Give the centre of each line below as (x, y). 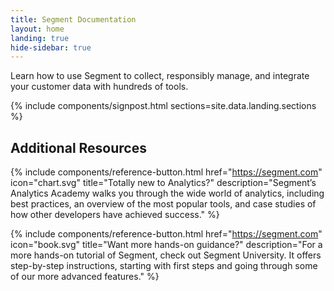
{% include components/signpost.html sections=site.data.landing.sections (163, 106)
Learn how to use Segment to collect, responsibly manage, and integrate (160, 76)
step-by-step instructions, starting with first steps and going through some (164, 266)
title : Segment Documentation (73, 19)
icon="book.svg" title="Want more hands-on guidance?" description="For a (166, 245)
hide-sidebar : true (51, 47)
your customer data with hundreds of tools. (99, 87)
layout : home (37, 29)
